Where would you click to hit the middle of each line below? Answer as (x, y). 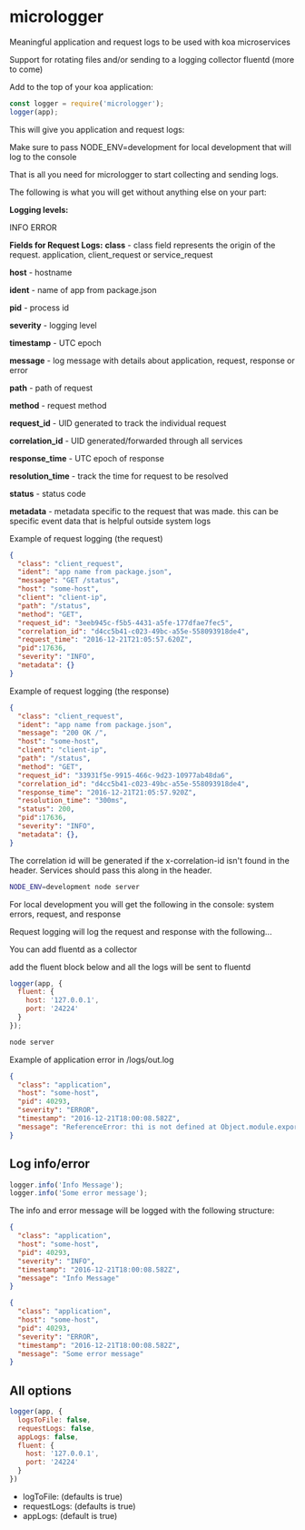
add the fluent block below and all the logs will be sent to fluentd (130, 967)
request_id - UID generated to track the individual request (118, 423)
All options (41, 1390)
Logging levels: (39, 209)
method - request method (58, 405)
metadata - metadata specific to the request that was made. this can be (144, 511)
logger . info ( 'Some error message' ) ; (79, 1193)
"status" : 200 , (46, 809)
